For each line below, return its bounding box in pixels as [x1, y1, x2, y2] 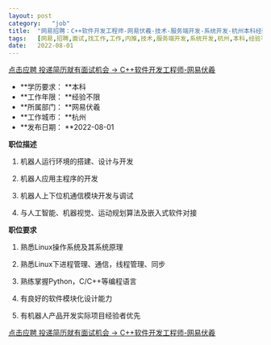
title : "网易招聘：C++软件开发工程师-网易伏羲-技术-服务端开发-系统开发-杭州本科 [8, 27, 256, 35]
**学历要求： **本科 [19, 82, 86, 92]
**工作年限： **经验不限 [19, 92, 101, 102]
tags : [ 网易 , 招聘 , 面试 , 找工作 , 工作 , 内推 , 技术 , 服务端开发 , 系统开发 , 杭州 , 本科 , [8, 34, 249, 43]
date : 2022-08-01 [8, 42, 74, 50]
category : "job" [8, 19, 70, 27]
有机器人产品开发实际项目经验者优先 [19, 311, 141, 321]
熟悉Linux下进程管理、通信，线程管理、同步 [19, 260, 166, 269]
